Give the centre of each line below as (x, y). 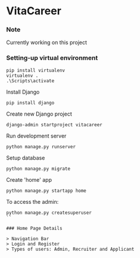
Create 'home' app (29, 179)
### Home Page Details (34, 228)
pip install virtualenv (36, 70)
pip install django (30, 102)
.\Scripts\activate (30, 81)
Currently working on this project (47, 42)
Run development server (36, 136)
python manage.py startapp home (46, 191)
